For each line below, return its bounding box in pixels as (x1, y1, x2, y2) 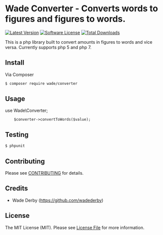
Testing (5, 131, 29, 139)
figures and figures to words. (5, 13, 126, 25)
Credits (5, 184, 28, 193)
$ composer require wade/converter (5, 81, 78, 86)
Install (5, 58, 24, 67)
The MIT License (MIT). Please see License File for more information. (5, 224, 144, 231)
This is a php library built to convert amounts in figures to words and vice (5, 39, 153, 45)
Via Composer (5, 72, 34, 78)
